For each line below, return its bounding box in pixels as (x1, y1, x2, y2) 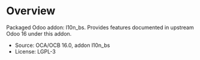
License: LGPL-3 (14, 48, 56, 55)
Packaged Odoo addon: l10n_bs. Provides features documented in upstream (6, 24, 194, 31)
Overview (6, 4, 56, 18)
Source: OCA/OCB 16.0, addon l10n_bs (14, 42, 110, 49)
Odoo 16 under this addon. (6, 30, 72, 37)
